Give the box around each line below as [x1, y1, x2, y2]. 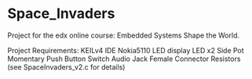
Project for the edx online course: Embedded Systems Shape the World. [7, 31, 240, 40]
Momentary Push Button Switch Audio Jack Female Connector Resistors [7, 54, 241, 63]
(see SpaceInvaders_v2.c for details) [7, 62, 126, 71]
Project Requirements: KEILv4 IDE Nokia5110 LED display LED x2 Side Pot [7, 45, 244, 55]
